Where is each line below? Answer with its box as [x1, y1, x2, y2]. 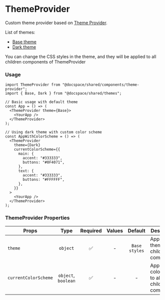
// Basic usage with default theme [5, 100, 78, 104]
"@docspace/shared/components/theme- [62, 82, 139, 87]
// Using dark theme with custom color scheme [5, 130, 102, 135]
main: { [18, 151, 34, 156]
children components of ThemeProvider [5, 59, 86, 65]
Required [80, 227, 102, 234]
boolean [57, 278, 76, 284]
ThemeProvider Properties [5, 214, 70, 221]
